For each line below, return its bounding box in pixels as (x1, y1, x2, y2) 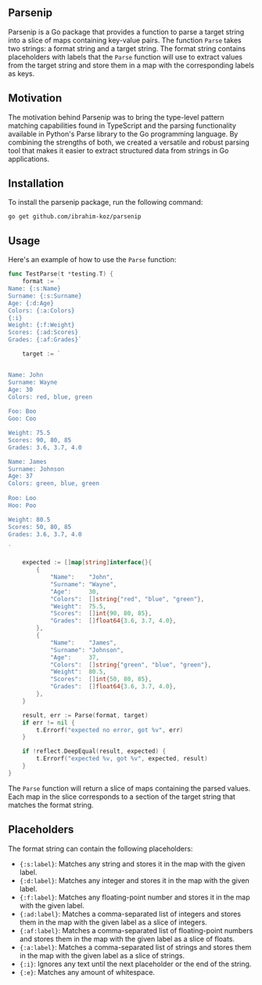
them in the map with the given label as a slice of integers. (19, 918, 207, 927)
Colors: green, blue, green (8, 480, 100, 487)
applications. (8, 154, 49, 163)
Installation (8, 177, 64, 191)
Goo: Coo (8, 415, 37, 423)
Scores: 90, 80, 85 (8, 436, 72, 444)
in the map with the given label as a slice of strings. (19, 950, 185, 960)
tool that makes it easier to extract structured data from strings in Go (8, 145, 229, 155)
